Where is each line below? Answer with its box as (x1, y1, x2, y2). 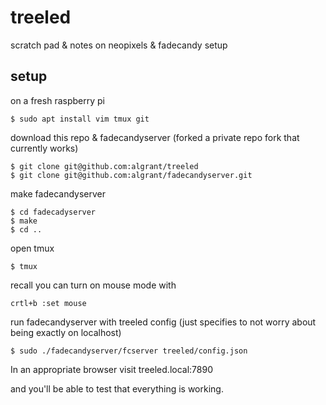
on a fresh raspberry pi (10, 94, 105, 106)
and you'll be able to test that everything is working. (10, 382, 224, 395)
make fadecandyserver (10, 187, 106, 200)
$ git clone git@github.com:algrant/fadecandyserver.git (10, 170, 253, 180)
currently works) (10, 142, 79, 154)
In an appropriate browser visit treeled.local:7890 (10, 363, 213, 375)
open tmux (10, 242, 55, 254)
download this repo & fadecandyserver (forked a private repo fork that (10, 131, 300, 143)
